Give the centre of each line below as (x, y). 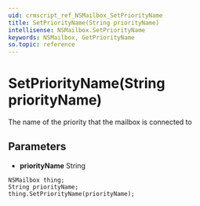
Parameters (37, 147)
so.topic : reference (42, 45)
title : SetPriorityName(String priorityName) (84, 23)
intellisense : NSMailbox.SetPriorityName (77, 30)
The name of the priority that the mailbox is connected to (100, 122)
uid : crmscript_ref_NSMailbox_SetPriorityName (85, 15)
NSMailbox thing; (36, 180)
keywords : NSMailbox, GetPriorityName (71, 37)
